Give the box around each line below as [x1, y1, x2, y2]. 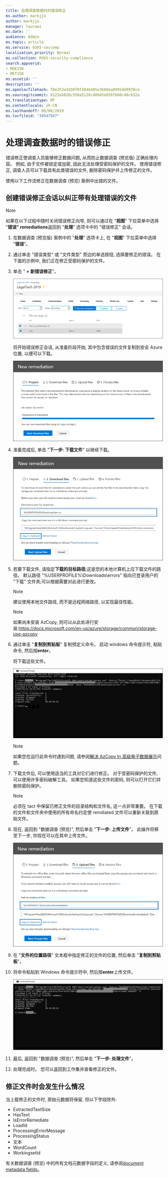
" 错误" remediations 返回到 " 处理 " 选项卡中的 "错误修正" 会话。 [5, 224, 136, 230]
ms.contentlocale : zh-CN [5, 103, 57, 108]
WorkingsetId [12, 1150, 41, 1156]
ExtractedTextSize [12, 1107, 51, 1113]
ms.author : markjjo [5, 13, 46, 18]
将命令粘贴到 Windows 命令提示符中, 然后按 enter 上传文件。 [12, 969, 136, 975]
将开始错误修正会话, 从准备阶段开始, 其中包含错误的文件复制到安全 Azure [12, 344, 163, 350]
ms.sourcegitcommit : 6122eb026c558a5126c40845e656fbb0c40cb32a [5, 92, 140, 97]
